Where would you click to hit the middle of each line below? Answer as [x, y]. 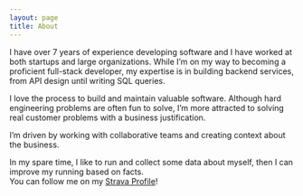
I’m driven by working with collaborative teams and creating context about [148, 135]
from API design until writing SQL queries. [87, 80]
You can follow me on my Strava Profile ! [84, 181]
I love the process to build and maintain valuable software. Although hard [146, 98]
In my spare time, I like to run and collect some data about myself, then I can [151, 162]
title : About [34, 26]
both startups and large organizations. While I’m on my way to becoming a [148, 61]
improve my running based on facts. [77, 172]
